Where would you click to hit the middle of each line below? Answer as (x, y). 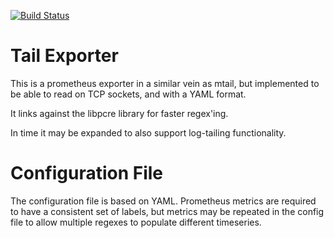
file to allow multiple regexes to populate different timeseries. (136, 222)
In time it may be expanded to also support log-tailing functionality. (148, 132)
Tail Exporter (64, 56)
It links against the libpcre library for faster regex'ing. (119, 113)
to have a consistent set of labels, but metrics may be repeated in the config (167, 211)
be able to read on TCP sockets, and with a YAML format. (128, 94)
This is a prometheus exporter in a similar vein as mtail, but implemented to (165, 83)
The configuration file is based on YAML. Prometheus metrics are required (163, 201)
